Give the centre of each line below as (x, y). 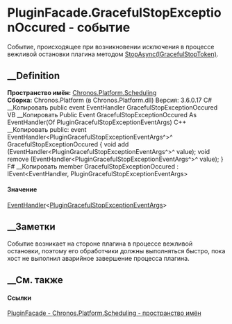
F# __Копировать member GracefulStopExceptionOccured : (93, 166)
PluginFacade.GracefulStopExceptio (114, 13)
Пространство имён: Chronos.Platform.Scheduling (82, 92)
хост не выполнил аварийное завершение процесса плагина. (98, 258)
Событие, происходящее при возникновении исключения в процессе (111, 46)
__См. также (35, 280)
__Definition (34, 76)
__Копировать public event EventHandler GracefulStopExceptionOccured (113, 107)
